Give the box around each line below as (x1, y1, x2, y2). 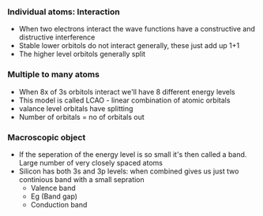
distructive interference (18, 32, 96, 42)
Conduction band (30, 199, 88, 209)
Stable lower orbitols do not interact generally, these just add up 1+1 (18, 41, 240, 50)
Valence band (30, 183, 76, 192)
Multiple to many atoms (7, 69, 100, 80)
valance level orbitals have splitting (18, 103, 133, 113)
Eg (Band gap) (30, 192, 78, 201)
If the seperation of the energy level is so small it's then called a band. (18, 149, 247, 159)
